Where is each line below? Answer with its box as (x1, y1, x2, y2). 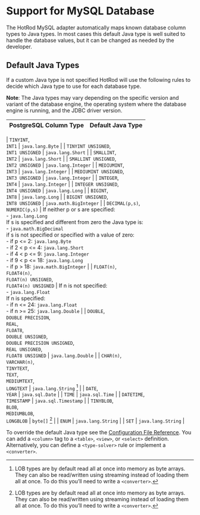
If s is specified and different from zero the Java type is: (6, 218, 144, 225)
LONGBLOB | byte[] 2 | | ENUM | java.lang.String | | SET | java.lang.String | (6, 416, 185, 425)
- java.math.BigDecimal (6, 225, 64, 232)
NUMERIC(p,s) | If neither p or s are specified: (6, 206, 115, 213)
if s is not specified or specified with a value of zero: (6, 231, 135, 238)
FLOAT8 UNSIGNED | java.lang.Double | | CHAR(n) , (6, 351, 122, 359)
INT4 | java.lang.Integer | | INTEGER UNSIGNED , (6, 180, 119, 188)
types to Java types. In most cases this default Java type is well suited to (6, 30, 186, 37)
